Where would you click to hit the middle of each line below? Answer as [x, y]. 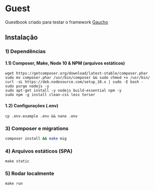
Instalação [22, 37]
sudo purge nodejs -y [27, 86]
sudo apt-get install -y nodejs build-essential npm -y [63, 91]
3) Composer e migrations [37, 128]
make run [14, 184]
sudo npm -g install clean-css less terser [50, 95]
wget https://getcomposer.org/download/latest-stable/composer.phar [77, 73]
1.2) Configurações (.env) [32, 106]
